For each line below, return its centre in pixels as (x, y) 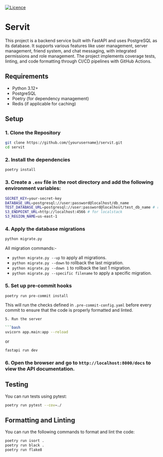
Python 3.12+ (25, 88)
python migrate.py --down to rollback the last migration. (68, 263)
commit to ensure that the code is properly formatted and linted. (69, 310)
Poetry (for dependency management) (50, 98)
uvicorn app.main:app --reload (37, 332)
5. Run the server (24, 319)
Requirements (27, 76)
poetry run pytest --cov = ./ (33, 405)
